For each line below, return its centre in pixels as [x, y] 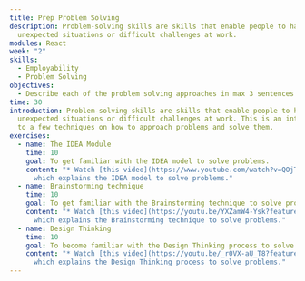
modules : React [38, 43]
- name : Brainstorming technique [81, 187]
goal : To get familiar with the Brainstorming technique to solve [154, 203]
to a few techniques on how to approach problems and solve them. [146, 128]
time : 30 [26, 102]
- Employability [48, 69]
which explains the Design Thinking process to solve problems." [159, 262]
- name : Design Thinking [64, 228]
